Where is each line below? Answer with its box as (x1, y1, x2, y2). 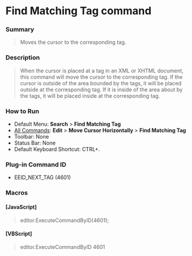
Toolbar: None (14, 133, 50, 140)
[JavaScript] (5, 203, 37, 210)
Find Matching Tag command (5, 4, 152, 18)
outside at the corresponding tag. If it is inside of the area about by (19, 86, 183, 93)
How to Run (5, 107, 40, 115)
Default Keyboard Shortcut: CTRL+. (14, 146, 100, 153)
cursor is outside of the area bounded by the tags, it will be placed (19, 79, 182, 87)
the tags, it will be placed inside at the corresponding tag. (19, 92, 160, 99)
